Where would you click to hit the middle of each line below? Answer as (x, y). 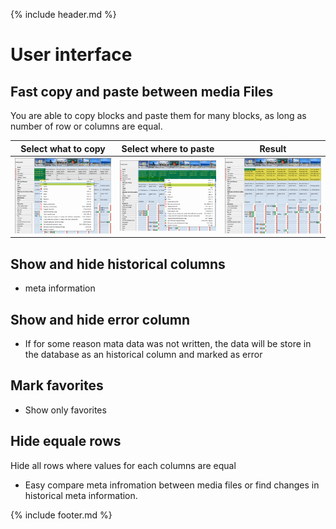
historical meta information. (81, 495)
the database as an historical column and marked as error (143, 354)
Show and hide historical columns (118, 264)
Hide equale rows (66, 441)
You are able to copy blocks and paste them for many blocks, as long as (158, 115)
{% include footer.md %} (61, 515)
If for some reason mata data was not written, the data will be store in (168, 343)
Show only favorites (65, 410)
